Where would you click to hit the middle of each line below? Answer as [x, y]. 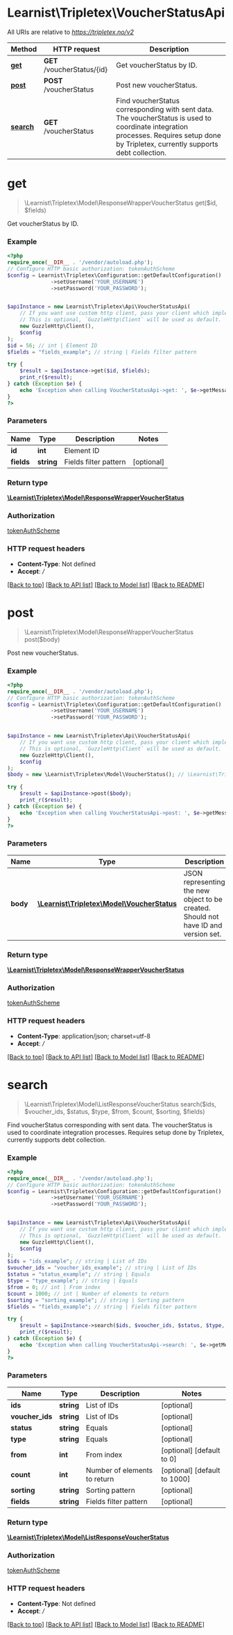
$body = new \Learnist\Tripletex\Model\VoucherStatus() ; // [96, 775]
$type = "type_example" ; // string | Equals [72, 1281]
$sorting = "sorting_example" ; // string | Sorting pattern [96, 1300]
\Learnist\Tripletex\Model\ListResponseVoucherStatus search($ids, [120, 1104]
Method [24, 49]
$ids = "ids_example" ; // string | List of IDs [77, 1261]
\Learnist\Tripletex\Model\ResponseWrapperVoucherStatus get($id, [121, 203]
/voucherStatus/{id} [76, 69]
